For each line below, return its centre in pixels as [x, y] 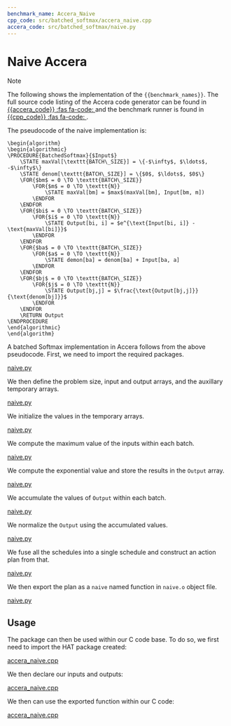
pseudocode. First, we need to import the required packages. [96, 355]
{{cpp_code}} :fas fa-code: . [48, 117]
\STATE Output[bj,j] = [78, 291]
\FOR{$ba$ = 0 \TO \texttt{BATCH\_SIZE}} [81, 248]
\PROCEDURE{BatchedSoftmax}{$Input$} [62, 156]
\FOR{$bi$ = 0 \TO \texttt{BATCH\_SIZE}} [81, 211]
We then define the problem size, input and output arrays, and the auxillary [115, 382]
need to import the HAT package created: [67, 647]
